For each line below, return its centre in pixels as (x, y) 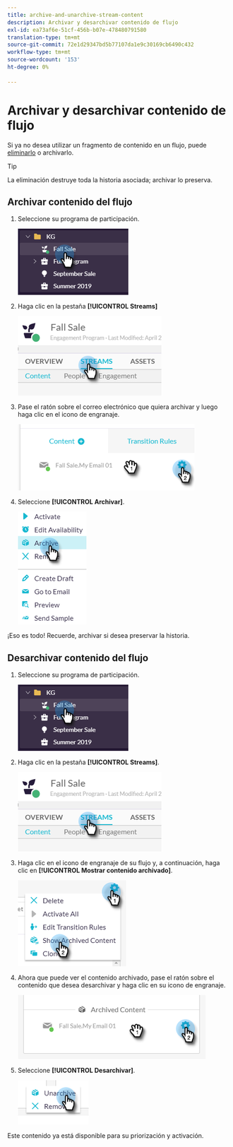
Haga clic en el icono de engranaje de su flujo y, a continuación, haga (119, 863)
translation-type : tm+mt (44, 37)
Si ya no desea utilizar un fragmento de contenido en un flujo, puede (107, 145)
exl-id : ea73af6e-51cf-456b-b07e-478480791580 (77, 30)
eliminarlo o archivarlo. (41, 153)
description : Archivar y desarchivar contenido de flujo (93, 22)
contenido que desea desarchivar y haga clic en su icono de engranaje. (121, 985)
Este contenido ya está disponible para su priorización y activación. (106, 1136)
